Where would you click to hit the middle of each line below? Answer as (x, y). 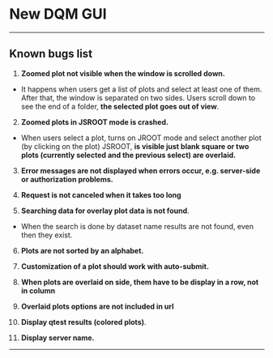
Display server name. (58, 338)
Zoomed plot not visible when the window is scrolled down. (123, 73)
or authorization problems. (67, 179)
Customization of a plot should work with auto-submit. (115, 266)
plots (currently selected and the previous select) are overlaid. (128, 155)
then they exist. (47, 235)
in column (38, 290)
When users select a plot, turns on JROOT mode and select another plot (141, 138)
